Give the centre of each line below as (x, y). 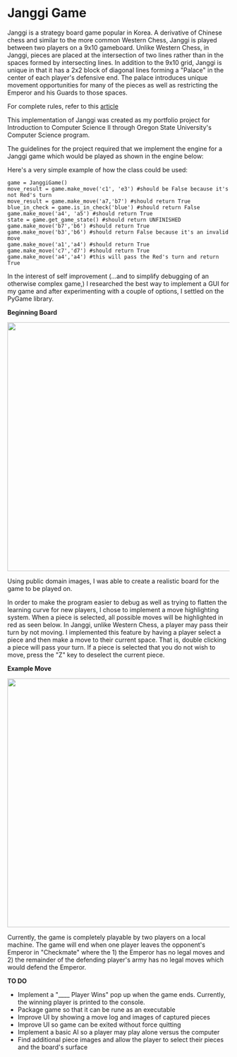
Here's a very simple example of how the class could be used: (98, 169)
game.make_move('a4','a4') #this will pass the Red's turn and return (113, 257)
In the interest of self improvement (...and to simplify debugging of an (108, 276)
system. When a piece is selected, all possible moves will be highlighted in (115, 617)
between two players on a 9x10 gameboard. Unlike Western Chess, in (108, 47)
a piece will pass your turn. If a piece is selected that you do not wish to (111, 647)
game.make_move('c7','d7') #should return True (79, 251)
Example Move (29, 668)
